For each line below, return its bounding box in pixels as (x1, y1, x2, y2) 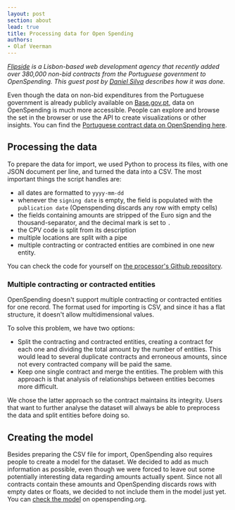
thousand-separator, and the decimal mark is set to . (17, 218, 171, 227)
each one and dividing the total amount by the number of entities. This (17, 345, 222, 354)
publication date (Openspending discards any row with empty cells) (17, 203, 218, 212)
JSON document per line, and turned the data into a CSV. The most (7, 167, 202, 176)
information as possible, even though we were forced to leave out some (7, 465, 215, 473)
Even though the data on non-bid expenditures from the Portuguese (7, 91, 204, 99)
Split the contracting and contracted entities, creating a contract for (17, 338, 213, 346)
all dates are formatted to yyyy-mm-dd (17, 188, 125, 197)
